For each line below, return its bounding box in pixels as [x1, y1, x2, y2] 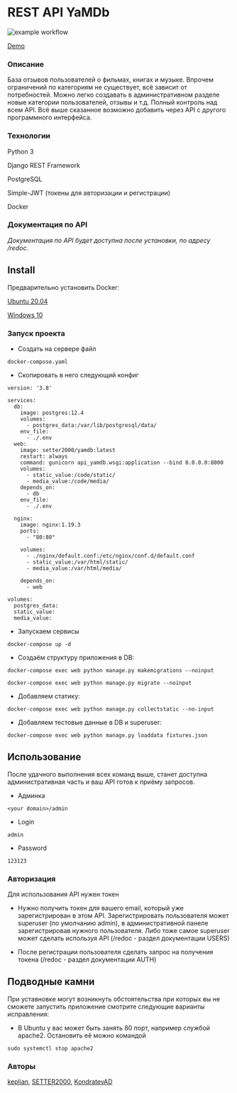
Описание [7, 59, 45, 69]
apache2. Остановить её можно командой [17, 1031, 147, 1040]
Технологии [7, 131, 51, 141]
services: [7, 397, 37, 404]
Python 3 [7, 147, 34, 156]
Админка [17, 791, 45, 799]
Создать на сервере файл [17, 344, 97, 352]
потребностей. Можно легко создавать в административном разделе [7, 90, 220, 99]
